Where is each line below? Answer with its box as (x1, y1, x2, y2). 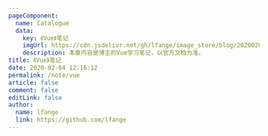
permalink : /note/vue (8, 71, 81, 79)
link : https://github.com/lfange (15, 116, 127, 124)
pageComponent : (8, 11, 59, 20)
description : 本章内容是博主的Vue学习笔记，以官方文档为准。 (22, 49, 205, 57)
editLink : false (8, 94, 62, 102)
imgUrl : (22, 42, 48, 50)
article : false (8, 78, 59, 86)
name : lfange (15, 109, 59, 117)
